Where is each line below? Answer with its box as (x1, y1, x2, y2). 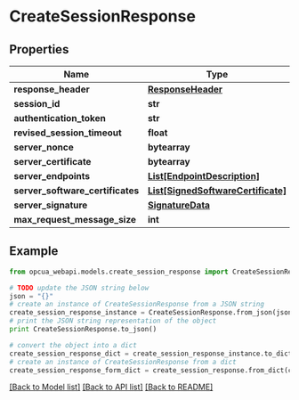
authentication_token (13, 112, 107, 124)
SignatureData (147, 199, 211, 211)
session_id (13, 98, 61, 110)
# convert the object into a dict (9, 340, 138, 349)
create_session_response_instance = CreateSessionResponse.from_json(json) (9, 308, 296, 317)
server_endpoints (13, 170, 91, 182)
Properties (9, 42, 69, 57)
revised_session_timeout (13, 127, 122, 139)
